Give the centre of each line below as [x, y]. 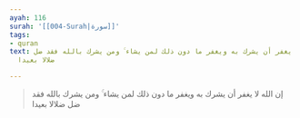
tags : [20, 34]
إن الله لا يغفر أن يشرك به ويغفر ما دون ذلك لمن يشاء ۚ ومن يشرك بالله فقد [157, 93]
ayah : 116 [28, 18]
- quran [24, 43]
